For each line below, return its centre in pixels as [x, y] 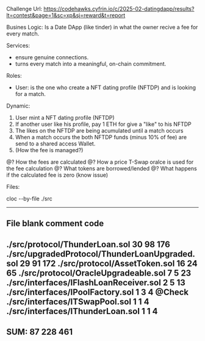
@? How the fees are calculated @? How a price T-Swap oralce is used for [100, 162]
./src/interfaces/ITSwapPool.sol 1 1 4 [78, 302]
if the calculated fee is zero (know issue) [57, 175]
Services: [18, 46]
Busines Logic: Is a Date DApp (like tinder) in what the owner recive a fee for [102, 27]
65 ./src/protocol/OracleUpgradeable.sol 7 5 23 [99, 273]
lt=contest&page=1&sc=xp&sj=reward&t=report [66, 15]
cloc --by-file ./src [30, 199]
